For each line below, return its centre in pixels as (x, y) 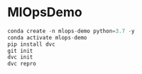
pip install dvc (31, 44)
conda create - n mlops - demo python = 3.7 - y (71, 31)
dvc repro (22, 64)
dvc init (20, 57)
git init (20, 51)
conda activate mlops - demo (47, 37)
